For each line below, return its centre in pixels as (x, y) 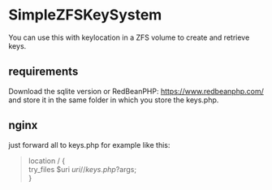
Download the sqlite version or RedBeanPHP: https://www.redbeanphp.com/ (136, 91)
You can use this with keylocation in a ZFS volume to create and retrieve (129, 37)
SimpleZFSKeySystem (85, 15)
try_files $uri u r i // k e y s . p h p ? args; (82, 169)
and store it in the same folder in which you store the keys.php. (114, 100)
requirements (43, 72)
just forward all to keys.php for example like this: (89, 145)
